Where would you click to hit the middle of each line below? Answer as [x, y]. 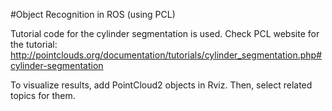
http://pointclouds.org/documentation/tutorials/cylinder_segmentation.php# [166, 55]
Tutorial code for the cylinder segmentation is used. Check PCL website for [165, 33]
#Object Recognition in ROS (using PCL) [93, 14]
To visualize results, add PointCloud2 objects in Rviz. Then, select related [161, 85]
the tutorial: [34, 44]
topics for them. [43, 95]
